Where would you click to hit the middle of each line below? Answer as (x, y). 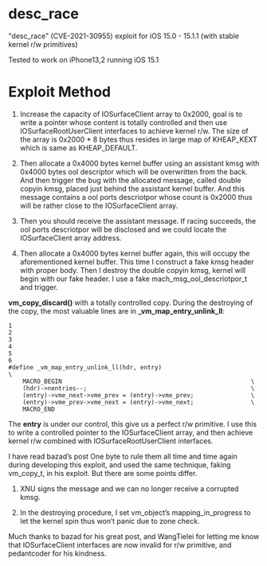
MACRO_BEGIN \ (139, 381)
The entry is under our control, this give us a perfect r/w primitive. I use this (133, 424)
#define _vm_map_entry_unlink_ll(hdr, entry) (85, 367)
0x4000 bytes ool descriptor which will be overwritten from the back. (134, 171)
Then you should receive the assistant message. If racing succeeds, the (138, 221)
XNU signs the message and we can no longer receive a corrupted (129, 488)
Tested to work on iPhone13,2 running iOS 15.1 (84, 60)
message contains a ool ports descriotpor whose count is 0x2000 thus (136, 197)
